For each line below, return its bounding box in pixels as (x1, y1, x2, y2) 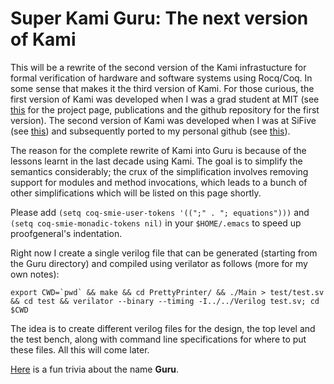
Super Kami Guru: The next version (10, 7, 309, 30)
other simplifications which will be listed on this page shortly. (10, 187, 262, 199)
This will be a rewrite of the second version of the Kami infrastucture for (10, 61, 307, 73)
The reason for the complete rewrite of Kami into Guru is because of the (10, 144, 307, 156)
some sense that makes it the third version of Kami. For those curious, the (10, 82, 315, 94)
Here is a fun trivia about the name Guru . (10, 363, 180, 375)
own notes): (10, 268, 60, 280)
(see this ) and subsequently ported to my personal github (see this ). (10, 125, 291, 137)
